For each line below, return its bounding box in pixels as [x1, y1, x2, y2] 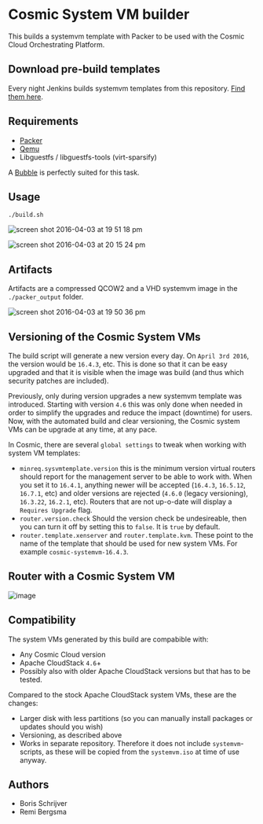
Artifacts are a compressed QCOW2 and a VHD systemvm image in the [8, 284, 238, 293]
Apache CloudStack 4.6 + [19, 658, 102, 668]
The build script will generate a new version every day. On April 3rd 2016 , [8, 351, 250, 360]
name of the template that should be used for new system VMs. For [19, 539, 238, 548]
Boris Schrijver [19, 799, 68, 808]
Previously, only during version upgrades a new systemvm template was [8, 392, 242, 400]
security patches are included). [8, 376, 109, 385]
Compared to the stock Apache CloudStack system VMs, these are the [8, 690, 237, 699]
